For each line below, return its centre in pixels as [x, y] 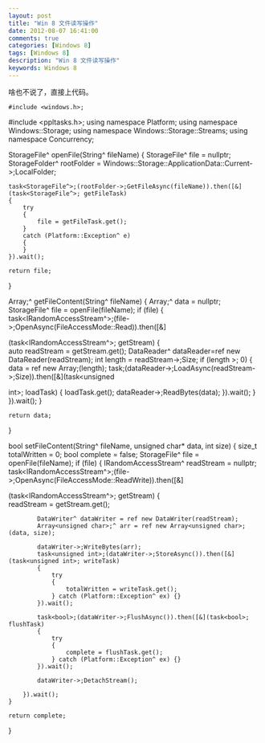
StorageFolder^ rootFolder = [55, 163]
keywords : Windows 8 [43, 68]
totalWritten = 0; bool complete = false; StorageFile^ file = [104, 454]
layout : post [30, 16]
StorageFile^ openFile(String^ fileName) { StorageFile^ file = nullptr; [120, 154]
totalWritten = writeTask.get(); [122, 589]
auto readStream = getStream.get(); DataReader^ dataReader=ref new [124, 351]
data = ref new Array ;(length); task [65, 368]
